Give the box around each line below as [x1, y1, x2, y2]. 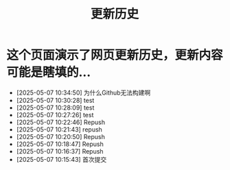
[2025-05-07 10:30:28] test [16, 96, 95, 104]
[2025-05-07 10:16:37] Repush [16, 147, 104, 155]
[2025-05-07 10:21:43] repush [16, 125, 102, 134]
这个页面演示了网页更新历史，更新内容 [6, 47, 224, 63]
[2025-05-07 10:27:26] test [16, 110, 94, 119]
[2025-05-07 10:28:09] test [16, 104, 95, 112]
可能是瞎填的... [6, 64, 91, 80]
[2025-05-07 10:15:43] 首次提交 [16, 155, 107, 163]
